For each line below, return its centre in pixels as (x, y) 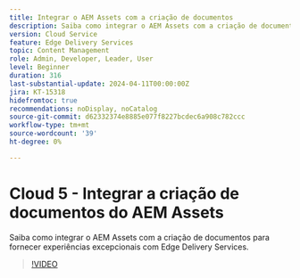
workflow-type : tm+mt (50, 126)
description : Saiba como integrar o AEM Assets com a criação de (133, 26)
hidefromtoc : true (43, 100)
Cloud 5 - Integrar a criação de (124, 193)
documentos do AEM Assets (117, 213)
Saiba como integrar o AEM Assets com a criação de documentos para (140, 237)
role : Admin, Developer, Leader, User (81, 59)
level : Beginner (39, 68)
